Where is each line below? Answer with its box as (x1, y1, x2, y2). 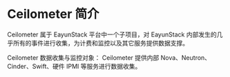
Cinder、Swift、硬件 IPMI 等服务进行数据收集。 (7, 62, 142, 70)
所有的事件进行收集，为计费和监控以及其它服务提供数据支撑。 (12, 38, 189, 47)
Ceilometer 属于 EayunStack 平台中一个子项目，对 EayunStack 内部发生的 (7, 30, 217, 38)
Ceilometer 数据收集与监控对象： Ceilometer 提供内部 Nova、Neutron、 (7, 53, 211, 62)
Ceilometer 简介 (7, 6, 99, 22)
